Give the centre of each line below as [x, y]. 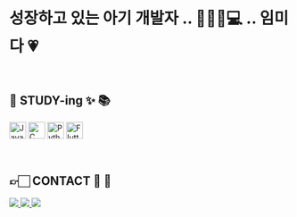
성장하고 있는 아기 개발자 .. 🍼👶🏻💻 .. [133, 18]
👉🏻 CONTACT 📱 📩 [61, 181]
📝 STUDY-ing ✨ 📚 [60, 100]
